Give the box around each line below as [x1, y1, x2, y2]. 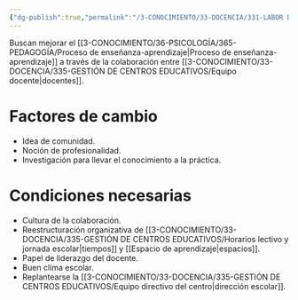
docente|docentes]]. [9, 75, 84, 85]
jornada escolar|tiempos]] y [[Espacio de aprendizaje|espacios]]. [21, 243, 261, 254]
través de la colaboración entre [66, 56, 180, 67]
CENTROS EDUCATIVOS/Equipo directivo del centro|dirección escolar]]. [21, 280, 286, 291]
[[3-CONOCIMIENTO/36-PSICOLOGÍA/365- [77, 37, 237, 48]
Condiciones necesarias [9, 186, 192, 205]
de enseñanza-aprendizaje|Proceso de [89, 46, 232, 58]
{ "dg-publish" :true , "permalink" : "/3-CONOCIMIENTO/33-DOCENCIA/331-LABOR [9, 12, 284, 22]
